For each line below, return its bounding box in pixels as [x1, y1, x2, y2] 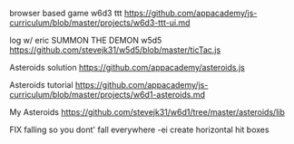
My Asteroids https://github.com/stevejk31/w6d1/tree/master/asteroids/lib [9, 107, 286, 117]
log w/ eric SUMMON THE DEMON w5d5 [9, 35, 162, 45]
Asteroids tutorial [9, 80, 74, 90]
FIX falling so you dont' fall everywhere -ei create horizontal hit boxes [9, 124, 269, 135]
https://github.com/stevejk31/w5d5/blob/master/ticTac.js [9, 44, 221, 55]
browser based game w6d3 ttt [9, 8, 122, 18]
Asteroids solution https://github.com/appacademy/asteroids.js [9, 62, 245, 72]
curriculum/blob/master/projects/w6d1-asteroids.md [9, 90, 206, 100]
